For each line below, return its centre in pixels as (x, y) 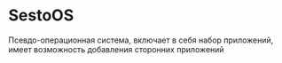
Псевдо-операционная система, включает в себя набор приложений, (141, 40)
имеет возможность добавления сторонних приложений (116, 49)
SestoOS (41, 16)
